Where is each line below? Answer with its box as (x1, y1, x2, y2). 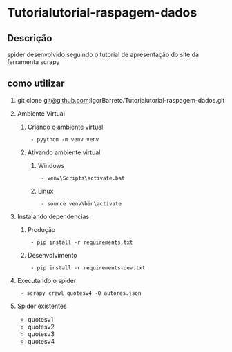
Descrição (7, 32, 52, 44)
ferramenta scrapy (7, 58, 60, 66)
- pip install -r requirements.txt (30, 239, 133, 246)
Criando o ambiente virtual (27, 123, 104, 131)
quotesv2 (27, 322, 55, 331)
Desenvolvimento (27, 251, 77, 259)
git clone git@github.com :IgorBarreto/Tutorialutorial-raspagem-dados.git (17, 96, 225, 104)
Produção (27, 225, 56, 234)
